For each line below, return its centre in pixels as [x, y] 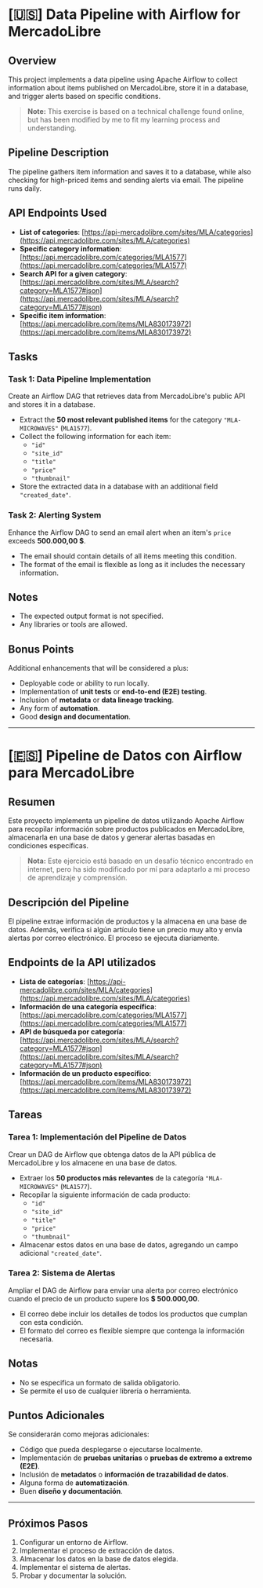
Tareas [25, 1115]
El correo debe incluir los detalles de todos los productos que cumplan [133, 1314]
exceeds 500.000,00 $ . [47, 540]
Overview [32, 60]
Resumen [32, 801]
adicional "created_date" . [61, 1253]
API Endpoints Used [58, 213]
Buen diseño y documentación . [71, 1491]
